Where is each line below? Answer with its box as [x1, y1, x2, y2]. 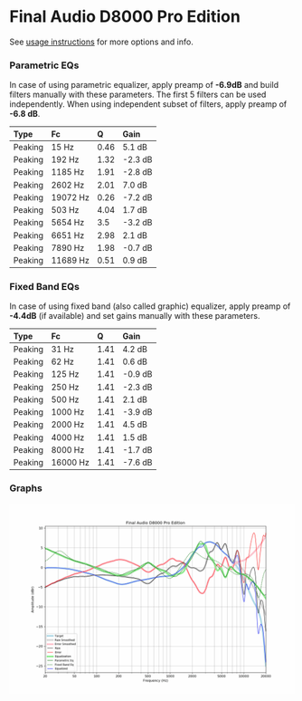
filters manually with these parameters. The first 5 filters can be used [9, 89, 267, 101]
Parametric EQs [9, 59, 80, 72]
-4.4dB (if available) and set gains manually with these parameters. [9, 311, 260, 322]
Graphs [9, 482, 42, 495]
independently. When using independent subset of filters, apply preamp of [9, 99, 288, 110]
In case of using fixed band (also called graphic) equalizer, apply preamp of [9, 301, 291, 312]
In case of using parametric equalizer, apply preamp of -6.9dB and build [9, 80, 279, 91]
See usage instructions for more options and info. [9, 36, 194, 47]
